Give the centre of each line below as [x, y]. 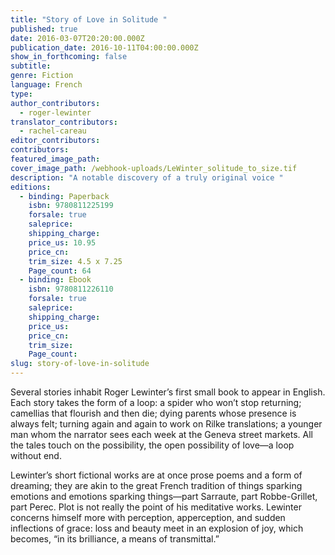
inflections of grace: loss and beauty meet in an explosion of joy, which [157, 528]
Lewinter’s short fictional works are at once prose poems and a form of [156, 475]
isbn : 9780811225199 [71, 206]
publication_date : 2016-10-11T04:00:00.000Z [104, 47]
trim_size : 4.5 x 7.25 [75, 261]
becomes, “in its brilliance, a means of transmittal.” [115, 539]
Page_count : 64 [60, 271]
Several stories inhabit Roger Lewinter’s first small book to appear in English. [168, 392]
